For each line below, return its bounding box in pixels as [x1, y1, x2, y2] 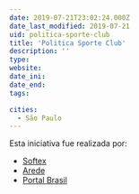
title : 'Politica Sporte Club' [9, 38, 126, 48]
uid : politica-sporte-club [9, 30, 110, 39]
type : [9, 55, 30, 64]
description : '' [9, 47, 70, 56]
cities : [9, 105, 39, 114]
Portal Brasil [22, 175, 67, 186]
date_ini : [9, 72, 47, 81]
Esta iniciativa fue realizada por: [9, 138, 127, 149]
